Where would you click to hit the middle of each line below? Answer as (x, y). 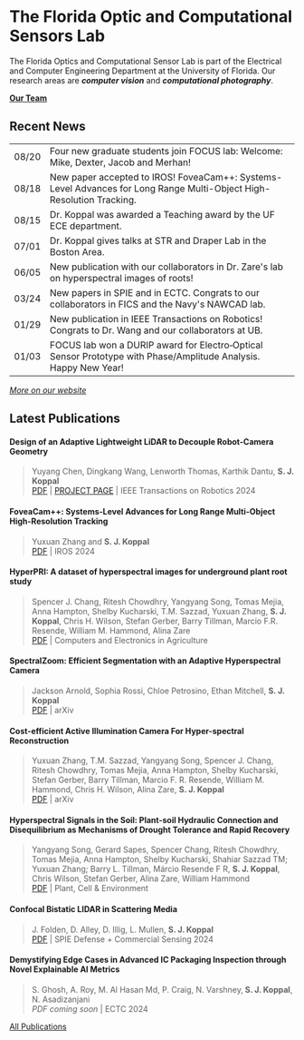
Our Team (28, 98)
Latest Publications (65, 419)
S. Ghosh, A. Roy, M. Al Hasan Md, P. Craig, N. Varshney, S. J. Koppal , (162, 989)
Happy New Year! (86, 368)
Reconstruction (39, 741)
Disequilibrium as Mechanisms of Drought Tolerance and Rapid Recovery (150, 829)
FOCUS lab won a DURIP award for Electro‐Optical (156, 345)
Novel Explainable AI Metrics (65, 969)
